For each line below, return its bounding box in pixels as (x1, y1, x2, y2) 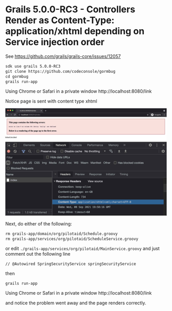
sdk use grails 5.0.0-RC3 (5, 64, 60, 69)
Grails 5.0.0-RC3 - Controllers (5, 4, 136, 15)
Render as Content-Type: (5, 14, 115, 26)
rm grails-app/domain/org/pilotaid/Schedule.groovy (5, 231, 118, 236)
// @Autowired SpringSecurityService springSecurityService (5, 261, 137, 266)
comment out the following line (5, 251, 71, 257)
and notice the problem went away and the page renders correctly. (5, 300, 146, 306)
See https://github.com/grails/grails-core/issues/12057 (5, 53, 121, 59)
